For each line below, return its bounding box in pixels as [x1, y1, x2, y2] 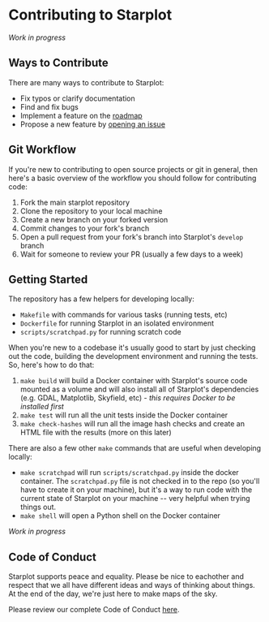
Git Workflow [8, 143, 77, 157]
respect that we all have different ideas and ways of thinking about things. [8, 581, 255, 590]
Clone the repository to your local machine [19, 205, 163, 216]
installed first [19, 402, 65, 412]
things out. [19, 502, 57, 512]
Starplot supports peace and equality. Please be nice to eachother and [8, 572, 245, 581]
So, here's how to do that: [8, 360, 95, 370]
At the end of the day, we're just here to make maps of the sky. [8, 589, 218, 598]
